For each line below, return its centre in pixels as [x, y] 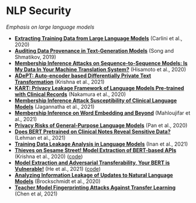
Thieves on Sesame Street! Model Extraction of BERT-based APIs [95, 150]
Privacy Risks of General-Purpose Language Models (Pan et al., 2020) [101, 125]
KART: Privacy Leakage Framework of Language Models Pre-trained [99, 88]
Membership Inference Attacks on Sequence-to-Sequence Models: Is [101, 63]
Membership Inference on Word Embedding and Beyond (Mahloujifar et [102, 113]
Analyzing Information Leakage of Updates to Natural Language [94, 175]
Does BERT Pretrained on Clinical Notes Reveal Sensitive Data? [92, 131]
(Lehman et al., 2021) [40, 137]
